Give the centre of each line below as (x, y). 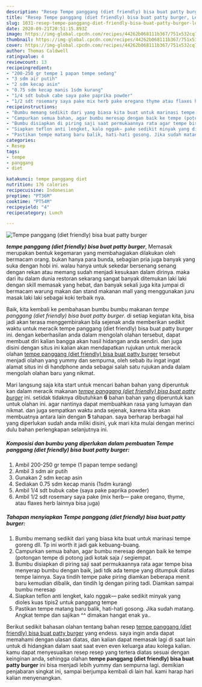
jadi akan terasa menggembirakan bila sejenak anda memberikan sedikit (96, 322)
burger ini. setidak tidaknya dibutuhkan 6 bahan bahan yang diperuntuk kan (100, 398)
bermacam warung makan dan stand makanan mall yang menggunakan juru (100, 292)
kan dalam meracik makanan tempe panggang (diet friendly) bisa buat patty (101, 391)
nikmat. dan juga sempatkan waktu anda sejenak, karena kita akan (88, 411)
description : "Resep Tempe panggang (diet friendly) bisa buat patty (95, 12)
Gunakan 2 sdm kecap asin (48, 478)
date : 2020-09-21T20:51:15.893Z (47, 29)
